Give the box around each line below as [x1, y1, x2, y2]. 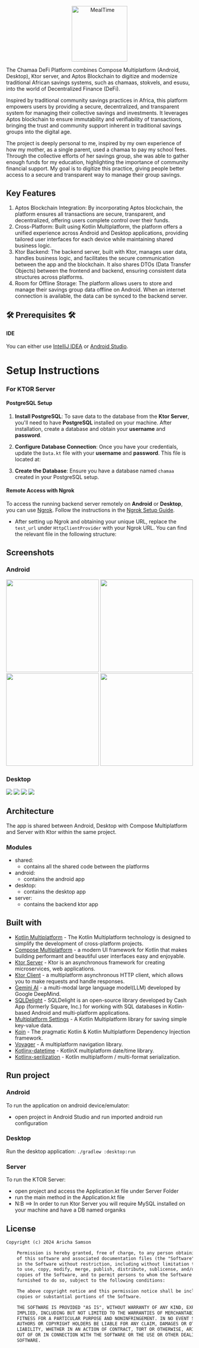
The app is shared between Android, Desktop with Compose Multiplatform [6, 822, 188, 829]
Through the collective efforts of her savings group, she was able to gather [6, 152, 190, 159]
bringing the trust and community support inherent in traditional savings [6, 122, 182, 129]
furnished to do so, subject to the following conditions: [17, 1277, 166, 1283]
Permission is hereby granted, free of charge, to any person [17, 1250, 174, 1256]
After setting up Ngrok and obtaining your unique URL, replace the [14, 518, 176, 525]
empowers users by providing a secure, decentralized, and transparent [6, 103, 179, 110]
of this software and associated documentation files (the [17, 1256, 166, 1261]
